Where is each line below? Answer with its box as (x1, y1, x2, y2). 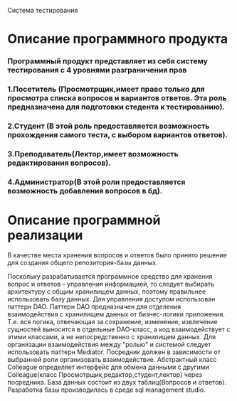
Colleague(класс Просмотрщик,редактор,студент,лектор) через (7, 370, 203, 379)
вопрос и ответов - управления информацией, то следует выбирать (7, 279, 215, 288)
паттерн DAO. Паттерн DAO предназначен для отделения (7, 302, 181, 311)
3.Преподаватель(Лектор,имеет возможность (7, 149, 179, 159)
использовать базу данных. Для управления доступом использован (7, 294, 216, 303)
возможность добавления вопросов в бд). (7, 186, 163, 196)
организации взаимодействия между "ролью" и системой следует (7, 340, 211, 348)
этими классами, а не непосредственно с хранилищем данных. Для (7, 332, 216, 341)
